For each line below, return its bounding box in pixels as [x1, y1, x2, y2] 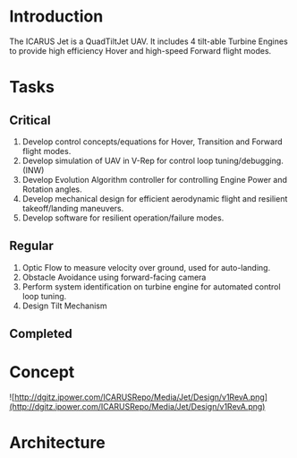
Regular [9, 238, 54, 254]
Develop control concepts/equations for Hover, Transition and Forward [21, 136, 284, 147]
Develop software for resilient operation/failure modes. [21, 212, 225, 223]
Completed [9, 326, 73, 341]
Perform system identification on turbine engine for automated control [21, 281, 281, 292]
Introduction [9, 6, 104, 27]
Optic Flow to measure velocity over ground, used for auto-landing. [21, 262, 271, 272]
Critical [9, 112, 51, 127]
